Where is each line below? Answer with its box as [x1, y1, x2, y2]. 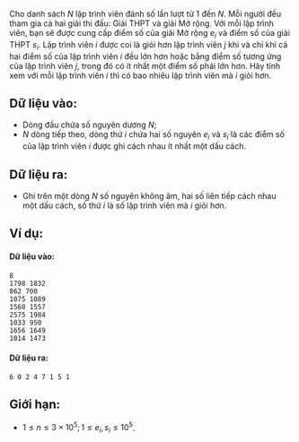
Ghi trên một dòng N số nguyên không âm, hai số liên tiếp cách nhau [22, 191, 277, 202]
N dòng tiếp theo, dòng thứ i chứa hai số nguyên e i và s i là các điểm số [22, 129, 286, 143]
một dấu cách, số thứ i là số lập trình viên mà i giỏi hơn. [22, 200, 227, 211]
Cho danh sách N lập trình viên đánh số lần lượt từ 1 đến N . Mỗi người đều [9, 9, 281, 19]
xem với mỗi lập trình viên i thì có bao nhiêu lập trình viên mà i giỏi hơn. [9, 70, 272, 81]
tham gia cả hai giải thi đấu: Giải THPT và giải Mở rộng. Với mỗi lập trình [9, 18, 274, 29]
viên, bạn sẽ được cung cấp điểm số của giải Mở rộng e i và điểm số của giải [9, 28, 290, 40]
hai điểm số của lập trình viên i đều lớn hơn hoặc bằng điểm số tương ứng [9, 50, 282, 62]
